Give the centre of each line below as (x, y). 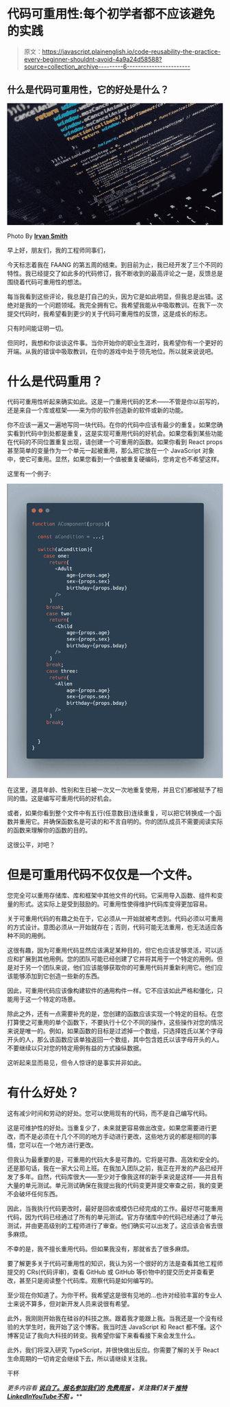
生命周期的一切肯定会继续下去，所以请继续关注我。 (79, 1358)
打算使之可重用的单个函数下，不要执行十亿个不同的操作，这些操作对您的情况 (115, 1022)
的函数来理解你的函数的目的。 (49, 830)
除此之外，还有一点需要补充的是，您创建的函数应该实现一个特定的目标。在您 (115, 1014)
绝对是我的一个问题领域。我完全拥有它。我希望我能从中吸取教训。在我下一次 (115, 305)
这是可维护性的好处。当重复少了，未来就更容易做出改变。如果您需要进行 (109, 1128)
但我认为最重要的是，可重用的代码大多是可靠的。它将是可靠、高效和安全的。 (115, 1159)
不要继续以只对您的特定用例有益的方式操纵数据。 (76, 1048)
